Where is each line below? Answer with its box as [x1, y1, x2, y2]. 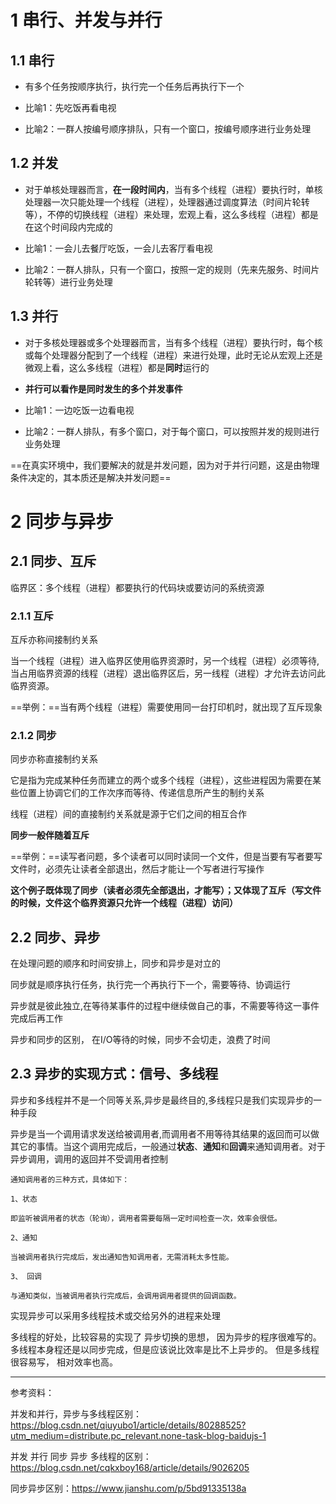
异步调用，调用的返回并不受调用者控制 [10, 1152, 168, 1165]
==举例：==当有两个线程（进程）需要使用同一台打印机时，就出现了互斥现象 [10, 701, 323, 713]
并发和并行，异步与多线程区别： [10, 1407, 142, 1420]
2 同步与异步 [10, 510, 114, 533]
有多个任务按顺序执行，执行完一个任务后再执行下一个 [24, 81, 245, 92]
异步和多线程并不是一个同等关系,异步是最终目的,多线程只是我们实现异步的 [10, 1094, 314, 1106]
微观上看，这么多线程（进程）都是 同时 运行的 [24, 361, 210, 373]
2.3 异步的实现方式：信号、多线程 [10, 1066, 219, 1083]
